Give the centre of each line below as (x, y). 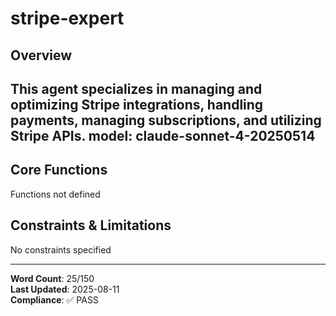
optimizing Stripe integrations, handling (137, 104)
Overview (41, 55)
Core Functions (59, 170)
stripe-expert (67, 18)
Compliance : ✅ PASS (54, 299)
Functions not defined (55, 194)
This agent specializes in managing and (136, 88)
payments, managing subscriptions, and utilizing (166, 120)
